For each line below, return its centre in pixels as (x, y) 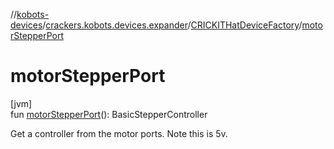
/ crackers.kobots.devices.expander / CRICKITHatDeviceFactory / (172, 25)
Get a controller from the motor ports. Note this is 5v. (119, 133)
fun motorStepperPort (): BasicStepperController (109, 114)
